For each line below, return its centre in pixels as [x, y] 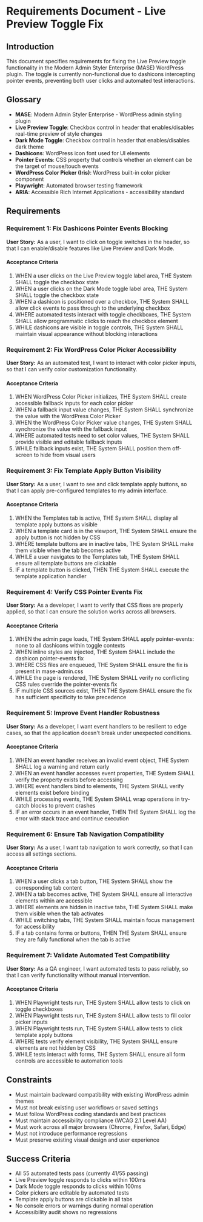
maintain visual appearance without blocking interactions [86, 333]
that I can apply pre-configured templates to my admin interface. [87, 491]
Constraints [29, 1080]
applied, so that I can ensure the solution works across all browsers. [91, 612]
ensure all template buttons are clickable [66, 563]
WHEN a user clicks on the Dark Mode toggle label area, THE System [101, 288]
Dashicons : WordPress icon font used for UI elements [82, 153]
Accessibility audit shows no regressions [66, 1212]
